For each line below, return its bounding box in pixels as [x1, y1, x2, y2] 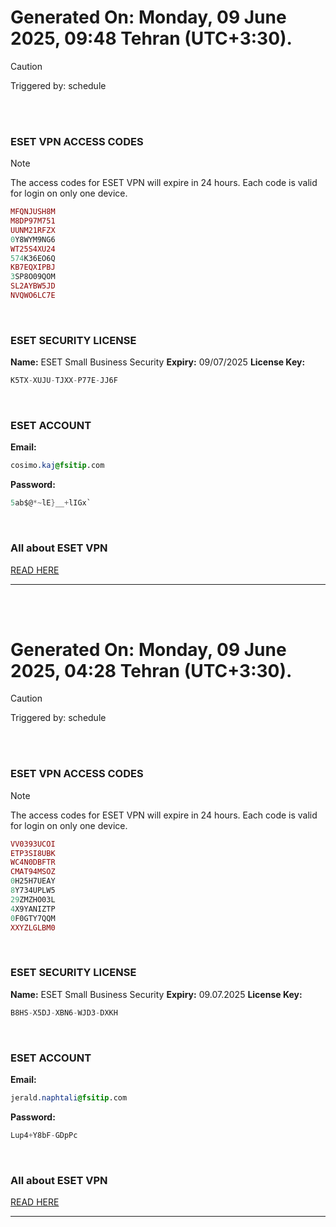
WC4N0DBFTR [10, 857, 56, 868]
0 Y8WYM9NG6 [10, 234, 56, 245]
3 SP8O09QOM [10, 272, 56, 282]
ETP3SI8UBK [10, 848, 56, 858]
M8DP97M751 [10, 216, 56, 226]
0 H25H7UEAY [10, 876, 56, 886]
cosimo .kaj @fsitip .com [10, 461, 105, 471]
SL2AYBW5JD [10, 281, 56, 291]
